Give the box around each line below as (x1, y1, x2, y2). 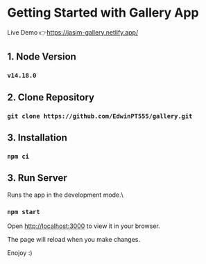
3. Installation (7, 132, 68, 143)
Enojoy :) (7, 248, 33, 257)
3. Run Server (7, 172, 67, 184)
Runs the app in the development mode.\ (7, 191, 123, 199)
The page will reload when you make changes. (7, 235, 141, 243)
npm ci (7, 152, 30, 160)
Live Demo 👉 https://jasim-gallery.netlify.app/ (7, 28, 139, 36)
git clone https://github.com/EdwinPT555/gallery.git (7, 112, 193, 120)
